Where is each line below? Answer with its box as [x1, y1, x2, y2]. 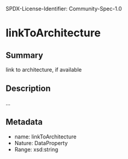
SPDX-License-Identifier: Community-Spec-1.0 [5, 5, 122, 12]
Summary [5, 50, 43, 60]
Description [5, 84, 51, 94]
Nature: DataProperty [14, 139, 68, 146]
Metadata [5, 117, 43, 127]
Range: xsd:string [14, 146, 59, 153]
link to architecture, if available [5, 66, 82, 73]
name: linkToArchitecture [14, 132, 77, 140]
